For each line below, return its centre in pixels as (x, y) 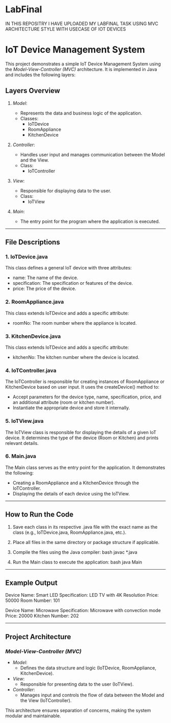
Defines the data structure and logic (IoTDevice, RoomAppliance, (88, 668)
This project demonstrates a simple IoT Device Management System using (83, 64)
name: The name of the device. (45, 278)
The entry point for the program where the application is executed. (90, 221)
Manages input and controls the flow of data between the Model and (92, 695)
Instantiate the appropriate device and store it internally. (71, 408)
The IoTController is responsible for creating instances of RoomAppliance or (85, 381)
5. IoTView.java (25, 421)
